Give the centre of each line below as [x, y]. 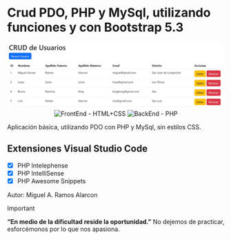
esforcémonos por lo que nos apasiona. [64, 229]
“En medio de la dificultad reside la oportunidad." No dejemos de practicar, [116, 222]
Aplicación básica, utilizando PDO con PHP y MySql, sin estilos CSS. [104, 127]
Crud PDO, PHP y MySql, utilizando [109, 13]
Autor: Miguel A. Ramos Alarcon [52, 195]
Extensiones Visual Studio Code [78, 149]
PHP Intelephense [43, 165]
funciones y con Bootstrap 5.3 [96, 27]
